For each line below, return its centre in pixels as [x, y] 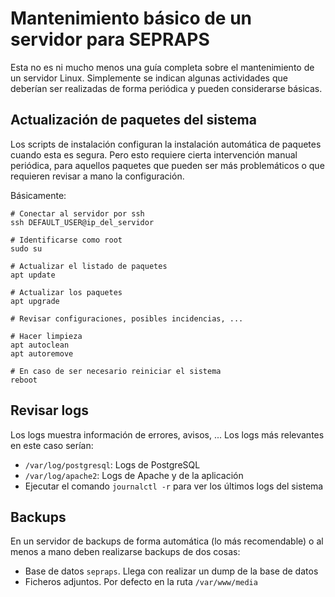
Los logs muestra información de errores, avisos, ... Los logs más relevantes [167, 434]
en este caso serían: [52, 445]
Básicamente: [38, 195]
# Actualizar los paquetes [66, 292]
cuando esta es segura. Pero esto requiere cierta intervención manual [154, 154]
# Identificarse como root [66, 240]
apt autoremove [42, 353]
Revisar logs [50, 410]
